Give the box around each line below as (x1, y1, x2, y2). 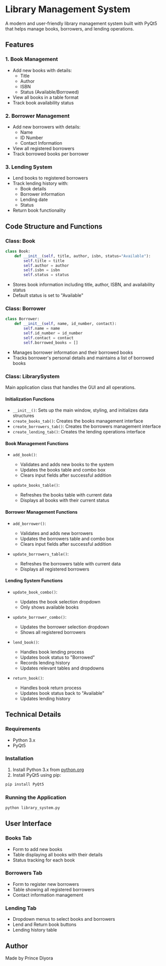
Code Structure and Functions (5, 222, 103, 230)
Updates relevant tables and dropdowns (20, 665, 104, 671)
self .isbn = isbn (23, 268, 60, 273)
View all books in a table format (12, 94, 79, 100)
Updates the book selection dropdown (20, 598, 101, 605)
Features (5, 41, 34, 49)
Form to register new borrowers (12, 881, 79, 887)
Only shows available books (20, 604, 79, 610)
